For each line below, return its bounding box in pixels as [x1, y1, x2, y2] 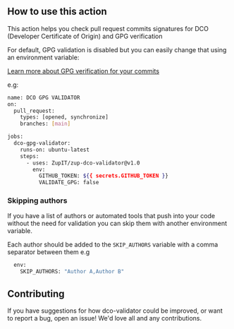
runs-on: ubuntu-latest [20, 146, 90, 153]
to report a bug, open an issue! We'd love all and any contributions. [7, 314, 202, 323]
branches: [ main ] [20, 120, 71, 128]
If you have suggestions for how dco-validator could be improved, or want [7, 306, 223, 315]
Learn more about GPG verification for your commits [7, 66, 160, 75]
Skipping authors [7, 196, 68, 205]
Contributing [7, 287, 65, 299]
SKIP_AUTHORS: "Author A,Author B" [20, 268, 125, 275]
